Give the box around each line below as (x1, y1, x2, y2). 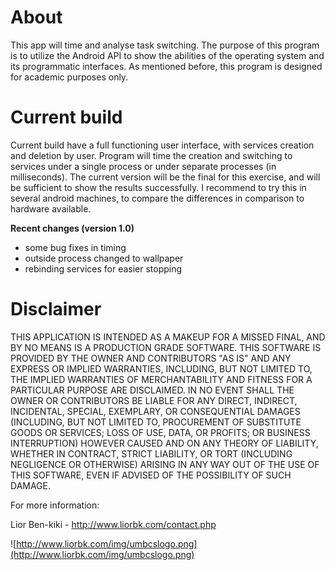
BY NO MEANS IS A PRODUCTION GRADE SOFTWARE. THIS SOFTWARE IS (10, 341, 322, 353)
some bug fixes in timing (24, 241, 127, 253)
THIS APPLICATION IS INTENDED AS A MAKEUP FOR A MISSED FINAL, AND (10, 331, 326, 343)
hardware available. (10, 202, 92, 215)
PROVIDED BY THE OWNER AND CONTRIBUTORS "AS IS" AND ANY (10, 352, 292, 364)
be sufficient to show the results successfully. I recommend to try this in (10, 181, 307, 193)
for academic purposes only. (10, 71, 129, 83)
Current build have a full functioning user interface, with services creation (10, 139, 315, 151)
